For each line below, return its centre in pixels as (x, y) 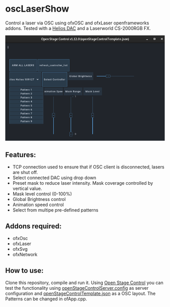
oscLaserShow (37, 9)
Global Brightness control (39, 199)
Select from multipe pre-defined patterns (55, 210)
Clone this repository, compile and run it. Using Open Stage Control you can (84, 283)
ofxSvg (20, 249)
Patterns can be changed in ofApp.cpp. (46, 299)
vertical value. (27, 189)
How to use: (25, 270)
